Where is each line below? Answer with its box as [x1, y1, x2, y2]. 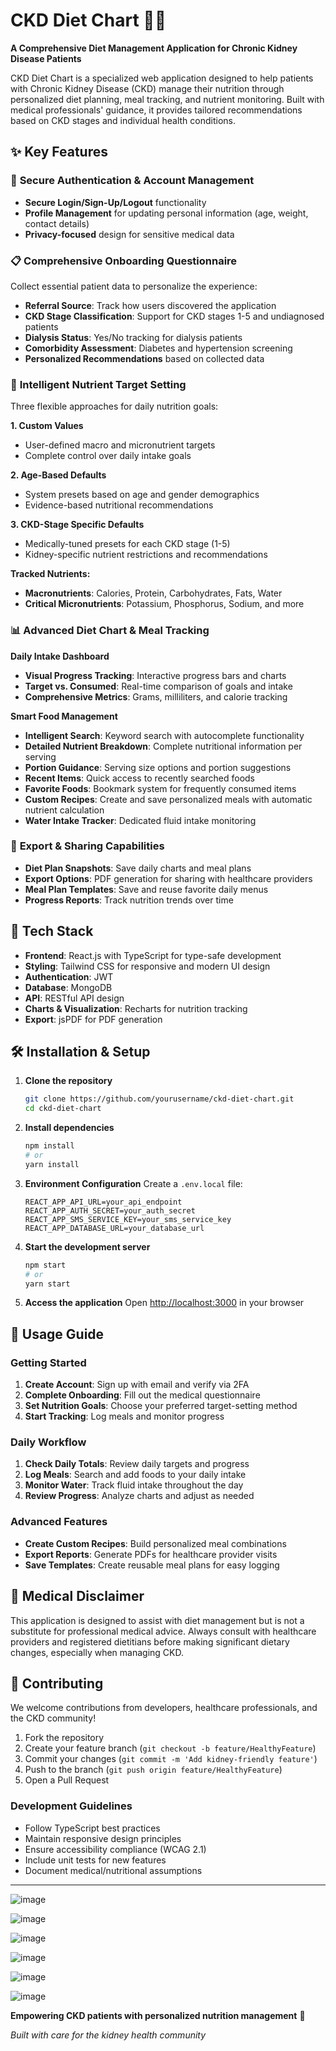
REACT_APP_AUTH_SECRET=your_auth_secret [24, 1205, 196, 1216]
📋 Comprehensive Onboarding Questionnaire [10, 254, 238, 268]
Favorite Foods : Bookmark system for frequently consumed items [24, 782, 297, 794]
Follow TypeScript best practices [24, 1822, 161, 1834]
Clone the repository [24, 1075, 113, 1087]
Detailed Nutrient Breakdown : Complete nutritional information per [24, 740, 303, 752]
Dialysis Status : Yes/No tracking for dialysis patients [24, 331, 243, 343]
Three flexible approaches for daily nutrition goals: [10, 400, 219, 413]
